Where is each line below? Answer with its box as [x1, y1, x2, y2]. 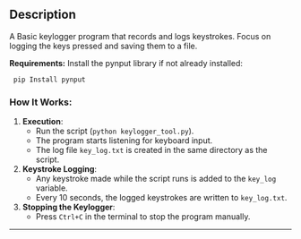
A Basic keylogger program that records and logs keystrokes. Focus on [9, 30, 271, 41]
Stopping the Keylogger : [21, 201, 116, 213]
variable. [35, 183, 69, 193]
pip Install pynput [13, 75, 87, 84]
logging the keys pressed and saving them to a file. [9, 40, 198, 51]
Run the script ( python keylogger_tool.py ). [35, 125, 194, 137]
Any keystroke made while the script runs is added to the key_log [35, 174, 277, 184]
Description [9, 7, 76, 22]
